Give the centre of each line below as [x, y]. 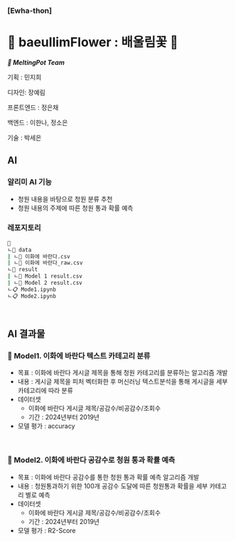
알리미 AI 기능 [29, 182]
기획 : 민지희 [24, 77]
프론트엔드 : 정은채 [33, 107]
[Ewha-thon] [29, 11]
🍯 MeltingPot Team [36, 62]
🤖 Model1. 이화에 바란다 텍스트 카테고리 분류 [79, 356]
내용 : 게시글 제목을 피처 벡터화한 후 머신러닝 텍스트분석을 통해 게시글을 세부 [123, 382]
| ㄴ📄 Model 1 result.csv [45, 276]
